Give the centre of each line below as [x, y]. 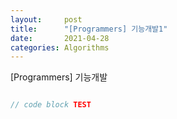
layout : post [46, 19]
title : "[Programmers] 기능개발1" [89, 29]
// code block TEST [51, 105]
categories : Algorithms [60, 47]
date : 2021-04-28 [60, 38]
